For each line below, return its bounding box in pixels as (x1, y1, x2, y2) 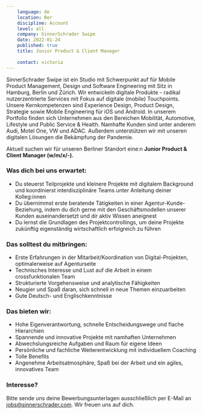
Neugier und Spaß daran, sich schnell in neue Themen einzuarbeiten (14, 286, 186, 293)
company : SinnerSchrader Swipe (17, 31, 96, 37)
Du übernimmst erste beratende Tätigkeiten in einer (14, 199, 144, 207)
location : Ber (17, 14, 52, 20)
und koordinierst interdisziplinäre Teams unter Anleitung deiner (14, 186, 172, 193)
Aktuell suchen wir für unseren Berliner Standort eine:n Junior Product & (6, 145, 188, 152)
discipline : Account (17, 20, 69, 26)
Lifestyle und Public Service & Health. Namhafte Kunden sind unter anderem (6, 121, 196, 128)
